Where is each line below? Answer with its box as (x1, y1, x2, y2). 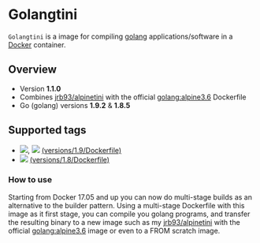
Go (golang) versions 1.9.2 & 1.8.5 (19, 100, 131, 110)
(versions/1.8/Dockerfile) (29, 155, 110, 164)
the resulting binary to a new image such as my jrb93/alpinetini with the (8, 217, 240, 226)
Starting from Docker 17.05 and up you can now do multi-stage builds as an (8, 192, 252, 202)
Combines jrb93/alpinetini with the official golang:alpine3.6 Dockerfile (19, 92, 247, 102)
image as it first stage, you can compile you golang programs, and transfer (8, 209, 251, 219)
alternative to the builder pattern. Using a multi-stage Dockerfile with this (8, 200, 245, 210)
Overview (8, 63, 58, 77)
